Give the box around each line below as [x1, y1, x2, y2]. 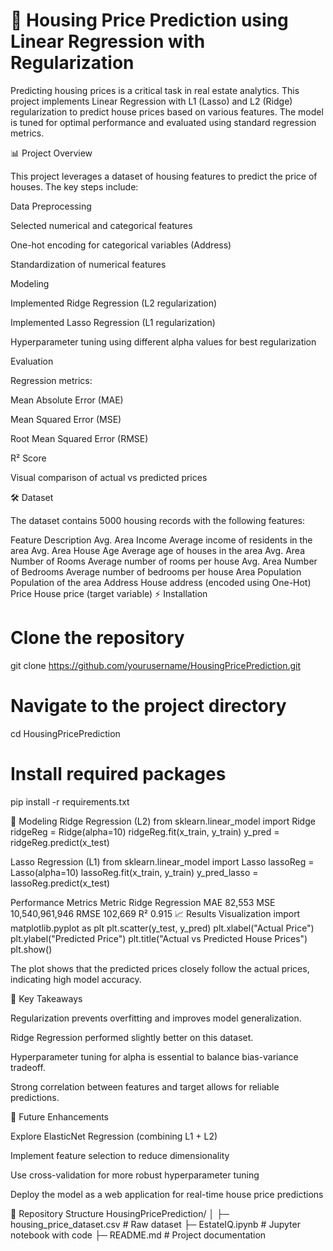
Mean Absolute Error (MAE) [10, 394, 124, 406]
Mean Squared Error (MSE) [10, 413, 122, 425]
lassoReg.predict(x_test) [10, 877, 111, 889]
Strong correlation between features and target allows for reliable [10, 1080, 280, 1093]
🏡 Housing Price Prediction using [10, 9, 289, 32]
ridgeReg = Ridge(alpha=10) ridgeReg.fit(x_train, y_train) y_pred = [10, 825, 280, 838]
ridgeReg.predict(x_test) [10, 836, 110, 848]
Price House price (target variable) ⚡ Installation [10, 587, 208, 599]
